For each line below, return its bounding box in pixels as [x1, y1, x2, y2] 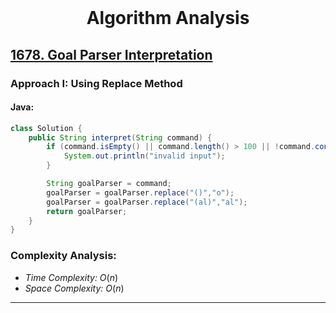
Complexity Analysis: [10, 249, 117, 263]
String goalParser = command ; [46, 179, 172, 189]
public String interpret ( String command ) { [28, 132, 213, 143]
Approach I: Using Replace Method [10, 76, 183, 90]
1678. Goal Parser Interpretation [10, 46, 213, 63]
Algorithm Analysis [86, 7, 250, 30]
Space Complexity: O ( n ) [24, 282, 125, 294]
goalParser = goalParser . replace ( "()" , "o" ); [46, 187, 235, 198]
